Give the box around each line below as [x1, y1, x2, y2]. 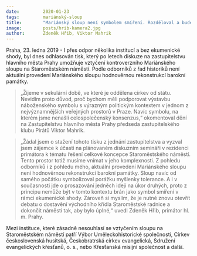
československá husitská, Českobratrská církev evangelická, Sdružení [6, 237, 176, 244]
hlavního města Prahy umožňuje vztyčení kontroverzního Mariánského [6, 59, 176, 67]
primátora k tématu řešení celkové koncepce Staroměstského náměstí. [20, 151, 191, 158]
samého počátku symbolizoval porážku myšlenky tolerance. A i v [20, 176, 178, 183]
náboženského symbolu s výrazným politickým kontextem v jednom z [20, 102, 189, 109]
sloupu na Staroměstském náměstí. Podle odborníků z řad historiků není [6, 65, 180, 72]
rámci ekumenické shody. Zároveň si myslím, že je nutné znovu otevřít [20, 195, 191, 202]
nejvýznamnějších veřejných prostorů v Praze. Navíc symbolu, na [20, 108, 179, 115]
